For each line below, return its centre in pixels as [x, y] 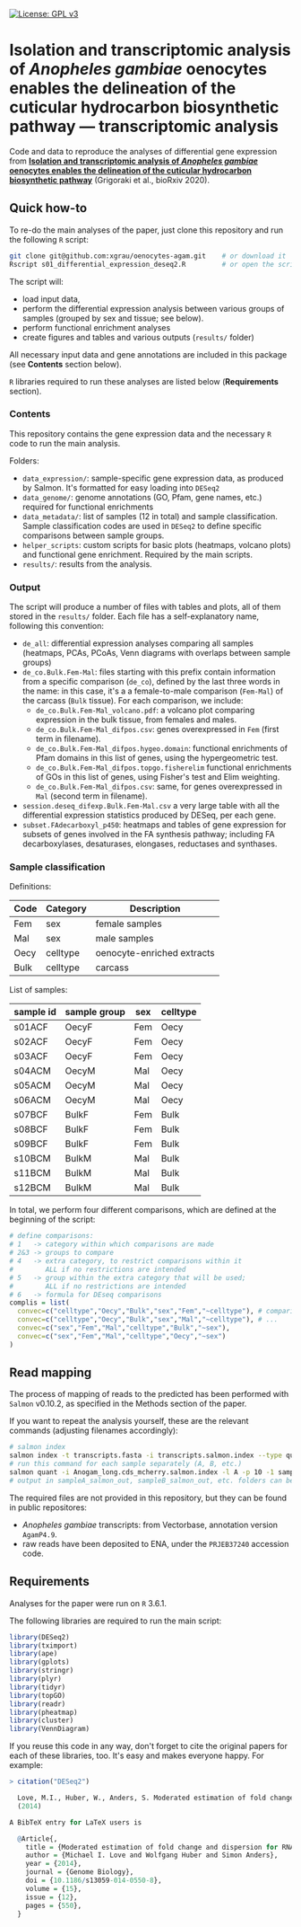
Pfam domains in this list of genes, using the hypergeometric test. [157, 758]
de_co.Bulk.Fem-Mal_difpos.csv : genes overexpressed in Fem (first [157, 729]
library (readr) [38, 1704]
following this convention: [57, 626]
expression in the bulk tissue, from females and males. [136, 720]
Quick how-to [48, 208]
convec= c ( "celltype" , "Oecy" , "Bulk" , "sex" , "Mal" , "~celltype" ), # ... [148, 1320]
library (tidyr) [38, 1687]
